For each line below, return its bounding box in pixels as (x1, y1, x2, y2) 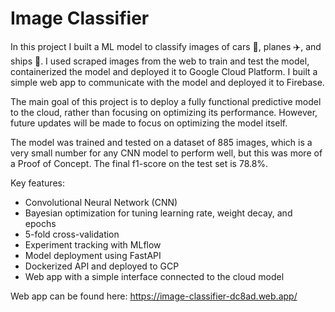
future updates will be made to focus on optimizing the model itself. (10, 117, 288, 129)
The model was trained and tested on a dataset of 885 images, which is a (10, 136, 313, 148)
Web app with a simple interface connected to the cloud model (24, 270, 285, 282)
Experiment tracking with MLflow (24, 238, 162, 251)
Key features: (10, 177, 65, 189)
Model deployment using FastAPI (24, 249, 162, 261)
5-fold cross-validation (24, 228, 120, 240)
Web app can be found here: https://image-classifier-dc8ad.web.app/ (10, 290, 298, 302)
